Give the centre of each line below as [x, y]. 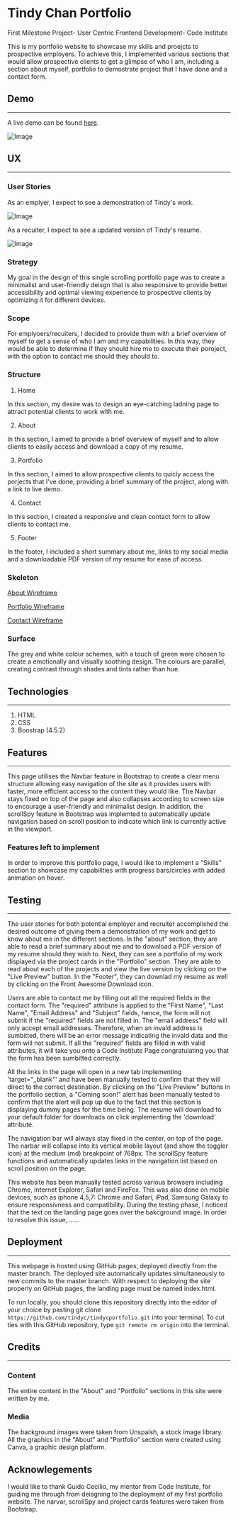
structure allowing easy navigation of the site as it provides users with [109, 783]
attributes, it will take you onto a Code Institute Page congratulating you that [118, 1051]
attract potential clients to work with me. [66, 411]
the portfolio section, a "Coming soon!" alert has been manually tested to [114, 1095]
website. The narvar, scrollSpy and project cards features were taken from [116, 1502]
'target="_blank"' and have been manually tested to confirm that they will [114, 1080]
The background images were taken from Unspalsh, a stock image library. [115, 1432]
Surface [21, 638]
